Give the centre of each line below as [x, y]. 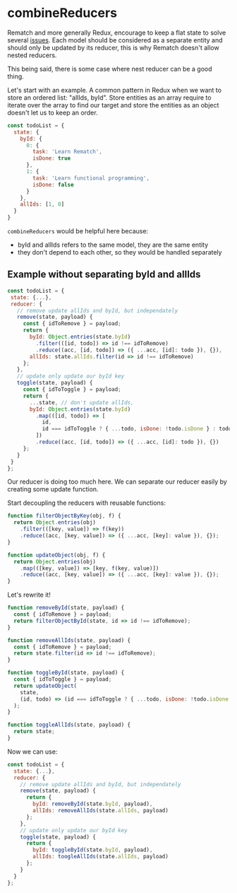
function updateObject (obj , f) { [56, 555]
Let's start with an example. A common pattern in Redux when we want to [115, 90]
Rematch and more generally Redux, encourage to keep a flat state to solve [117, 33]
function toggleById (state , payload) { [66, 673]
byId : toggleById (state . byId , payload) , [93, 850]
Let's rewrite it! [29, 595]
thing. [16, 76]
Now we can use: [32, 752]
